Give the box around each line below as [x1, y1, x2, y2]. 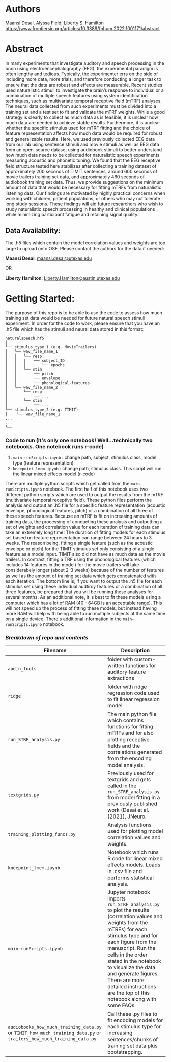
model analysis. [107, 761, 145, 769]
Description [121, 647, 150, 655]
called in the [107, 782, 137, 789]
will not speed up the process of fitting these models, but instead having [5, 605, 157, 611]
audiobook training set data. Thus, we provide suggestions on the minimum [5, 179, 163, 185]
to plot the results [107, 907, 149, 914]
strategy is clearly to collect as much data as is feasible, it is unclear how [5, 114, 159, 120]
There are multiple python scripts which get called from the [5, 480, 130, 486]
